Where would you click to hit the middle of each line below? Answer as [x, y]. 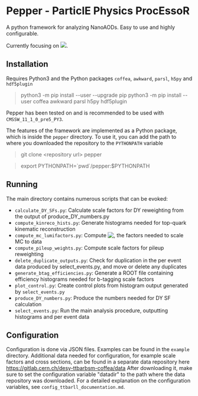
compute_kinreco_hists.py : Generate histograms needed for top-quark [100, 222]
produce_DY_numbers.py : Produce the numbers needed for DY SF [93, 298]
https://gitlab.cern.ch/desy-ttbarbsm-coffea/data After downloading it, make [99, 368]
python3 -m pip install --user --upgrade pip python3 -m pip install [101, 95]
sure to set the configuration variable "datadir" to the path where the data [95, 374]
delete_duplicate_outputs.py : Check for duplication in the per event [98, 260]
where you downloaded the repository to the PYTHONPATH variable [85, 143]
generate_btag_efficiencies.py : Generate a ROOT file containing [94, 273]
